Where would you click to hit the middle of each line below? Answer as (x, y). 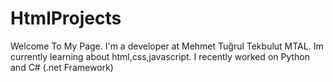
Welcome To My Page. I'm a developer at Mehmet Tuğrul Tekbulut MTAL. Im (167, 46)
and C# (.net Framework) (62, 67)
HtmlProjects (66, 18)
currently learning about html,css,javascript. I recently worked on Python (160, 56)
